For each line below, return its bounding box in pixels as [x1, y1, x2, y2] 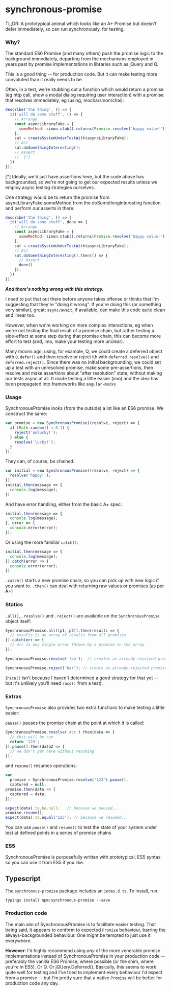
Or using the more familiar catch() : [5, 539, 79, 545]
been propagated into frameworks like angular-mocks [5, 381, 116, 387]
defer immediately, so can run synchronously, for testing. [5, 26, 125, 32]
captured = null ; [10, 782, 47, 787]
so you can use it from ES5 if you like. [5, 860, 84, 866]
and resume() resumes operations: [5, 763, 77, 769]
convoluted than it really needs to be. [5, 77, 83, 83]
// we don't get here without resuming [10, 749, 95, 754]
